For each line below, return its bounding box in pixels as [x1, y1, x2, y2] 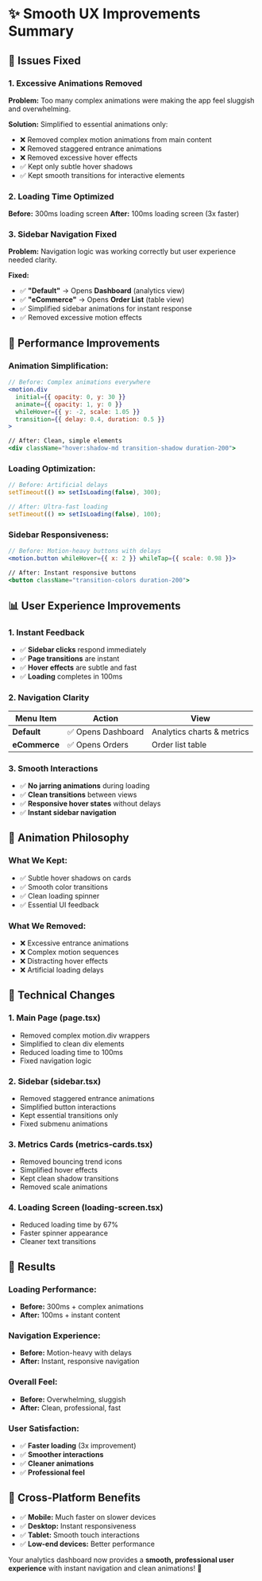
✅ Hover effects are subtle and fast [19, 663, 137, 672]
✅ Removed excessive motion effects [19, 313, 143, 323]
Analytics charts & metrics [151, 726, 250, 737]
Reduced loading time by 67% [19, 1220, 119, 1230]
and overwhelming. [8, 104, 71, 114]
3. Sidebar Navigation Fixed [8, 229, 118, 240]
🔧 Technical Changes [8, 988, 115, 1002]
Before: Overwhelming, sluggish [19, 1394, 126, 1404]
